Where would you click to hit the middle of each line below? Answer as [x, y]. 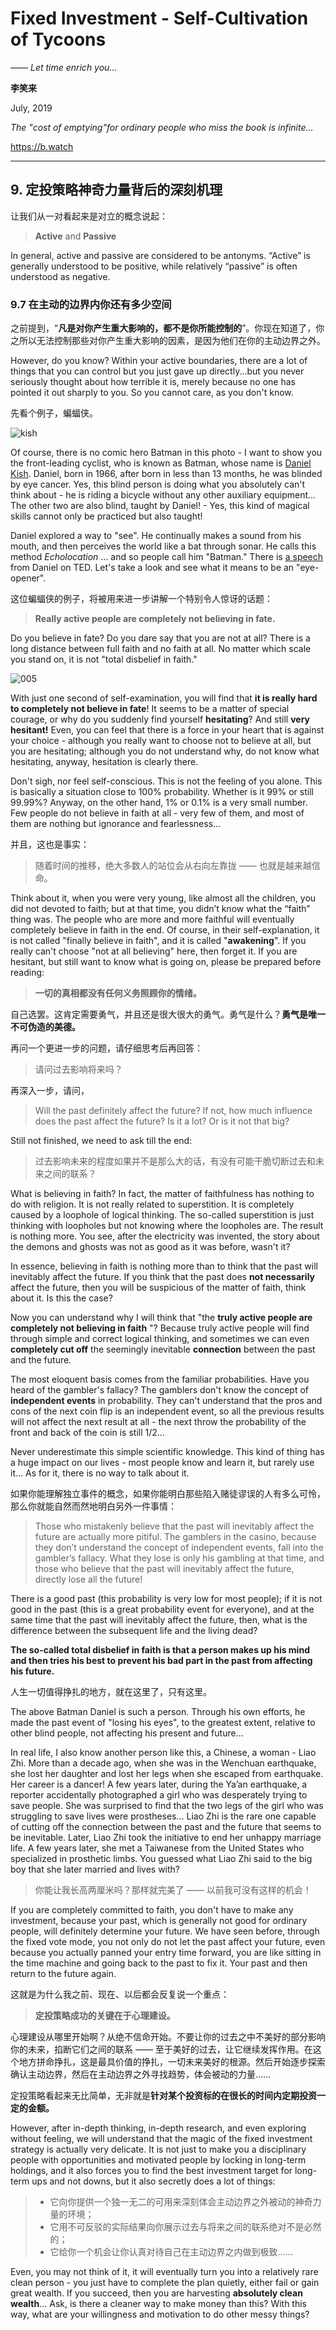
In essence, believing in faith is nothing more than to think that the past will [164, 1266]
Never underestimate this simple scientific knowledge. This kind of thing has [167, 1452]
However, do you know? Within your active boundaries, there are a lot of [159, 361]
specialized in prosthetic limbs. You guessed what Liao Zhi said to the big [161, 1859]
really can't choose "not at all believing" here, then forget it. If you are [154, 951]
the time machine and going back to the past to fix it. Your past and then [159, 1963]
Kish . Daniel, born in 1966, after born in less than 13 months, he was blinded [166, 474]
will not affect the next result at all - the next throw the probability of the [158, 1422]
